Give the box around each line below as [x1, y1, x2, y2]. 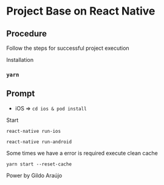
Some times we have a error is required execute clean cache [6, 149, 158, 156]
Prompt [6, 89, 35, 99]
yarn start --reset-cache [6, 161, 72, 167]
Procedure [6, 29, 47, 39]
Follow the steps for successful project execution [6, 44, 129, 52]
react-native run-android [6, 138, 72, 145]
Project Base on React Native [6, 4, 155, 18]
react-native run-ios [6, 128, 61, 134]
